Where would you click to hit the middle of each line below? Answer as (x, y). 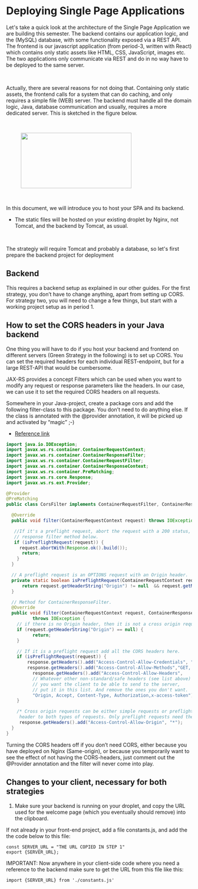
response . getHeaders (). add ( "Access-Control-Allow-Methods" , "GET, (109, 668)
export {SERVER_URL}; (33, 852)
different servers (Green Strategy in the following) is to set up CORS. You (95, 355)
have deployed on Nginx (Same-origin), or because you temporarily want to (98, 751)
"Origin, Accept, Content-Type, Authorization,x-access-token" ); (114, 695)
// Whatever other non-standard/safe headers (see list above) (112, 678)
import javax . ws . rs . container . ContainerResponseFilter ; (76, 455)
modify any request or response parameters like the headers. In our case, (95, 385)
